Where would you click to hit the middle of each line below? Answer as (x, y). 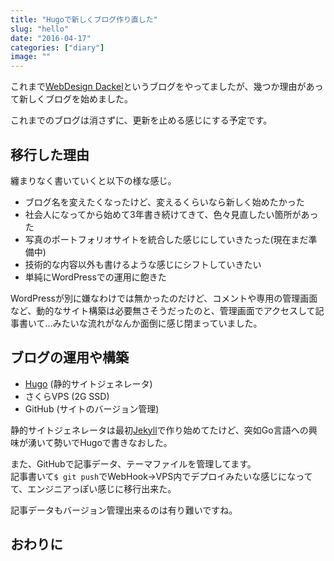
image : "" (31, 57)
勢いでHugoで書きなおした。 (113, 442)
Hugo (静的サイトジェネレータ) (88, 383)
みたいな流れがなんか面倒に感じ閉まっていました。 (157, 323)
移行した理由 (50, 154)
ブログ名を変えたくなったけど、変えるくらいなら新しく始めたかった (164, 202)
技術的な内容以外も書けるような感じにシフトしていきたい (143, 264)
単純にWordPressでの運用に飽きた (95, 277)
